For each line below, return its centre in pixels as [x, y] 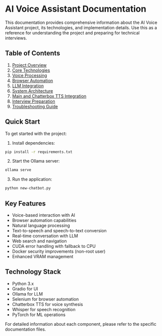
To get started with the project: [36, 133]
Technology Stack [33, 272]
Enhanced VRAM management [43, 256]
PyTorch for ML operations [39, 315]
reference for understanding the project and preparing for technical [72, 33]
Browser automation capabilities [44, 220]
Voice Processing [30, 75]
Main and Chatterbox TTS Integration [49, 96]
